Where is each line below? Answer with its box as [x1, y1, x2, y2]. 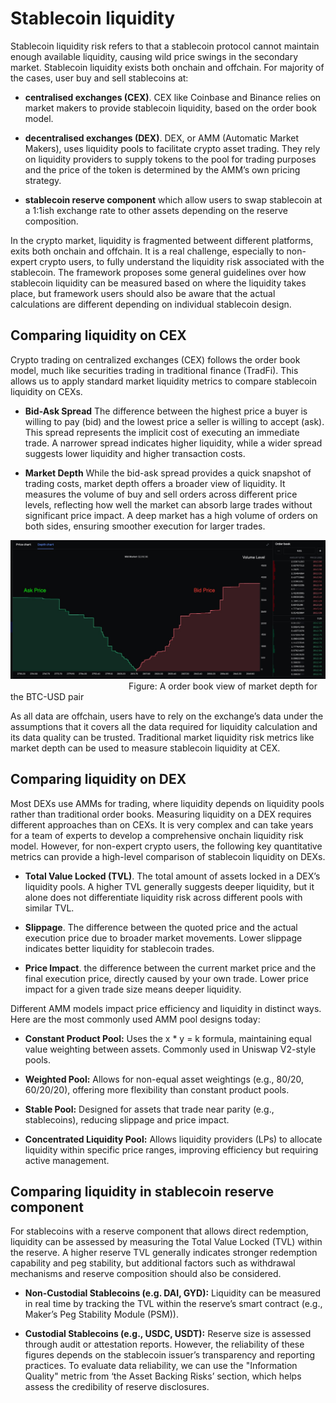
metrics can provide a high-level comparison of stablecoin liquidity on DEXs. [10, 850, 326, 862]
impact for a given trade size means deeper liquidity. [24, 983, 242, 995]
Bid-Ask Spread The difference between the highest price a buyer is [24, 405, 308, 417]
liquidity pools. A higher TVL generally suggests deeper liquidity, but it [24, 880, 315, 892]
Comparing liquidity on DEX [10, 771, 187, 788]
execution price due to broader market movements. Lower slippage [24, 932, 303, 944]
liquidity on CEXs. [10, 385, 83, 397]
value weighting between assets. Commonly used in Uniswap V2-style [24, 1043, 317, 1055]
